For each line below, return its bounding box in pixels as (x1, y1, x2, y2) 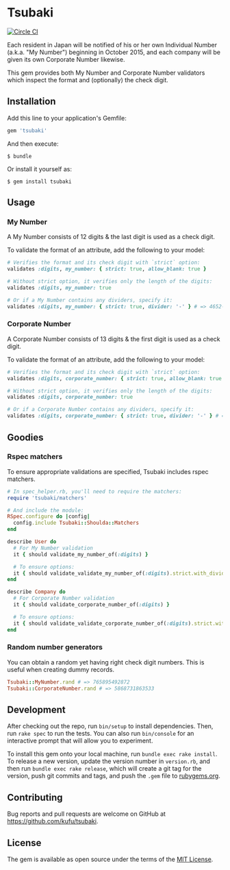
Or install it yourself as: (7, 164, 72, 173)
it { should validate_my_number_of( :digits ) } (13, 551, 149, 558)
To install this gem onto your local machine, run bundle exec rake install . (7, 750, 218, 758)
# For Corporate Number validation (13, 595, 115, 602)
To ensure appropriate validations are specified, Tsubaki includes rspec (7, 467, 209, 475)
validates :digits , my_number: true (7, 284, 112, 291)
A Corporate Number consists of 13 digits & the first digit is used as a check (7, 334, 220, 343)
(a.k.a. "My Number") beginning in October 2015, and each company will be (7, 48, 221, 56)
